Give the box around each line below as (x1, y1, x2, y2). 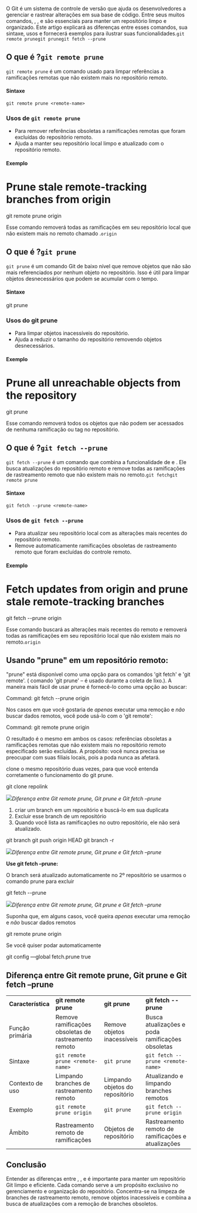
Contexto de (9, 1079, 43, 1088)
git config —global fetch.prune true (6, 953, 91, 961)
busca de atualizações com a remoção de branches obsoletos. (6, 1200, 158, 1207)
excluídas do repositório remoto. (14, 134, 93, 141)
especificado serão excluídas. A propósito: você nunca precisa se (6, 748, 165, 755)
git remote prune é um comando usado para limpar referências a (6, 68, 164, 75)
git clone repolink (6, 783, 48, 790)
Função (9, 1024, 30, 1032)
